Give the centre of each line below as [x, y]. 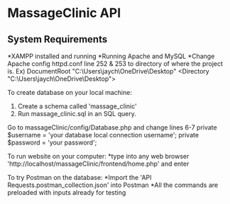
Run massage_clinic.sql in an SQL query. [77, 114]
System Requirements [57, 39]
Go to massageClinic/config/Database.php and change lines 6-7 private [113, 127]
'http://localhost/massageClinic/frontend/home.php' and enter [98, 164]
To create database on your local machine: [70, 92]
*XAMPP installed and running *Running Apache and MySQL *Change [111, 56]
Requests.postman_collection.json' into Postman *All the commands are [113, 185]
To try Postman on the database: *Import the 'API [80, 177]
